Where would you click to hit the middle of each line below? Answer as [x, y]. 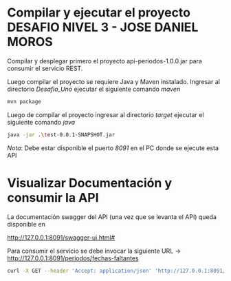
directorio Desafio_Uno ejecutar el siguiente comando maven [94, 89]
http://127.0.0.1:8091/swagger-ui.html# [61, 237]
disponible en [26, 224]
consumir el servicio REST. [45, 68]
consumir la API [53, 197]
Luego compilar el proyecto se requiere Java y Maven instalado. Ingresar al [113, 81]
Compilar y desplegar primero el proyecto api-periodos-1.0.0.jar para [105, 61]
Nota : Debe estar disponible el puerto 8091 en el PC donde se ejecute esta [113, 148]
